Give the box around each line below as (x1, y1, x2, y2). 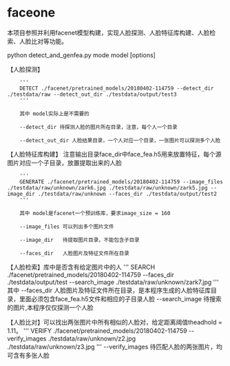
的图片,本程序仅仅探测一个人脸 (7, 303, 94, 312)
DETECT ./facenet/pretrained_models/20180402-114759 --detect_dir (19, 85, 214, 92)
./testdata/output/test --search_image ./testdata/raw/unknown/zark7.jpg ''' (7, 278, 219, 286)
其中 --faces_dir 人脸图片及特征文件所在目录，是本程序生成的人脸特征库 (7, 286, 211, 294)
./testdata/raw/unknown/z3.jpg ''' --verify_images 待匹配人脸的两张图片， (7, 343, 217, 351)
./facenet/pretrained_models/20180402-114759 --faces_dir (7, 270, 174, 278)
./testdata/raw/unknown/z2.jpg (48, 334, 136, 343)
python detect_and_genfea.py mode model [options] (7, 50, 156, 59)
